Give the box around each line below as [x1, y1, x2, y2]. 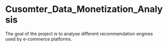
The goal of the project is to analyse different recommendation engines [5, 30, 153, 36]
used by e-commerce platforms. [5, 36, 72, 42]
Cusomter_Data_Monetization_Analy [5, 3, 163, 15]
